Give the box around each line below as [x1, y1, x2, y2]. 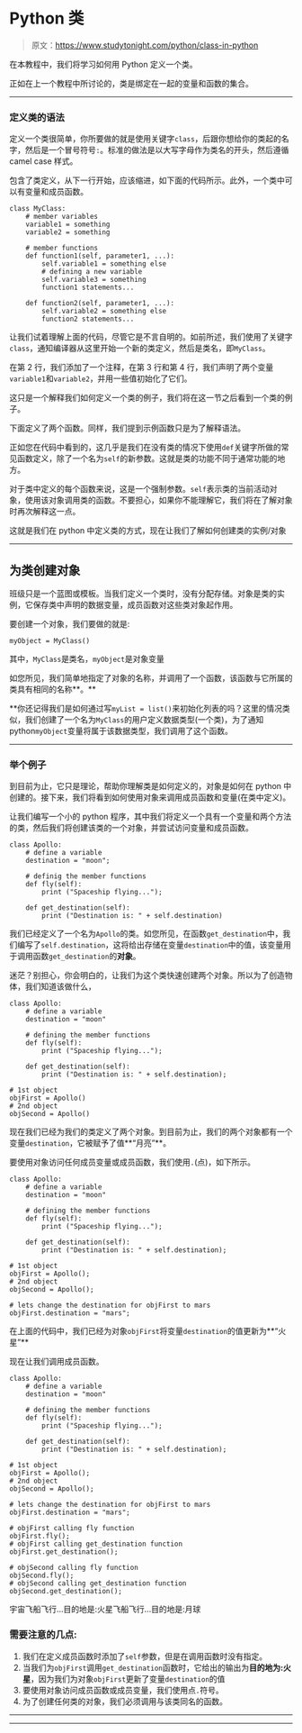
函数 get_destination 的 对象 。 [32, 951, 141, 962]
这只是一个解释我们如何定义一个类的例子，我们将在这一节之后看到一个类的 [9, 393, 285, 404]
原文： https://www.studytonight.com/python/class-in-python [31, 40, 259, 50]
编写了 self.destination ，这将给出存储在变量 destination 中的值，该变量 [16, 939, 284, 950]
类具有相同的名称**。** [9, 684, 97, 694]
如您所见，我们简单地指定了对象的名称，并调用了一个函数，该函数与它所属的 [9, 673, 293, 684]
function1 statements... [41, 283, 135, 293]
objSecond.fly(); [9, 1571, 75, 1581]
